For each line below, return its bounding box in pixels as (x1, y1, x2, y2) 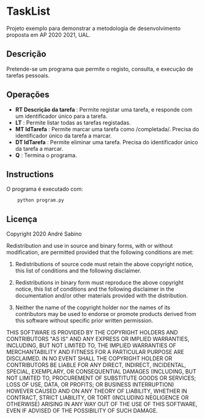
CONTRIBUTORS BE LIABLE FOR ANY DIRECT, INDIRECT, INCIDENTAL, (6, 361, 187, 369)
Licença (6, 213, 38, 225)
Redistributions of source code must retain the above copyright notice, (15, 261, 194, 268)
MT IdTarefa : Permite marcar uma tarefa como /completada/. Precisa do (15, 125, 199, 133)
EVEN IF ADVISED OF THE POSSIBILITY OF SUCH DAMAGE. (6, 407, 158, 415)
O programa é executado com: (6, 185, 84, 193)
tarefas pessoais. (6, 72, 50, 79)
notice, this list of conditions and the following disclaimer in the (15, 285, 174, 293)
